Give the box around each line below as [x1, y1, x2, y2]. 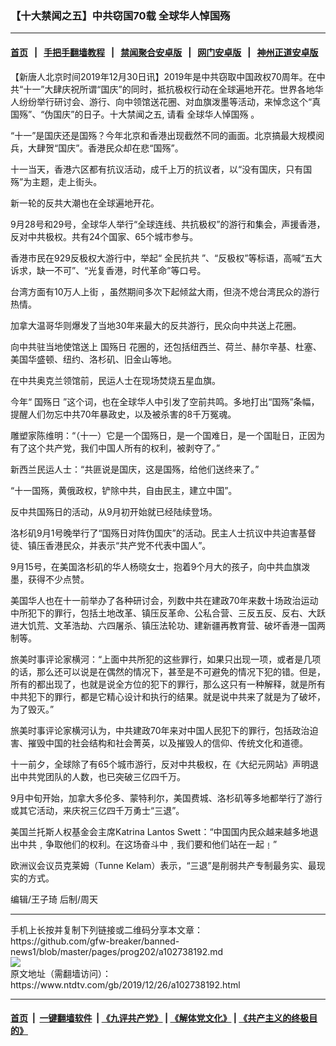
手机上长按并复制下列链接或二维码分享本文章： [10, 923, 203, 936]
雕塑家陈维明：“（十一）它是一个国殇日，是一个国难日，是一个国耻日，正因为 [10, 429, 326, 441]
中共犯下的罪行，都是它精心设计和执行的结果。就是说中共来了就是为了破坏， [10, 690, 326, 702]
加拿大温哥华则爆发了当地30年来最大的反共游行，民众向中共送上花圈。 [10, 319, 302, 331]
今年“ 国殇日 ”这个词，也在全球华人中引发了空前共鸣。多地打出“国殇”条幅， [10, 395, 320, 407]
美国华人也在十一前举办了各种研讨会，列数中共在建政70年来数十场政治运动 [10, 594, 319, 606]
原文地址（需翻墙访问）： [10, 967, 112, 979]
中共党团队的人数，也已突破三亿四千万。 [18, 770, 186, 782]
